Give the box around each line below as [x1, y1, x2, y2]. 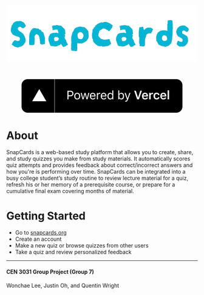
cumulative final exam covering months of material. [6, 188, 135, 195]
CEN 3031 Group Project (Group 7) [6, 268, 94, 275]
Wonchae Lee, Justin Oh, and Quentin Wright [6, 282, 120, 289]
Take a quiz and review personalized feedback [15, 249, 132, 256]
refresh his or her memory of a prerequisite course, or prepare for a [6, 181, 175, 188]
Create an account [15, 235, 62, 243]
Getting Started [6, 209, 86, 222]
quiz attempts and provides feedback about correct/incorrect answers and [6, 162, 193, 169]
